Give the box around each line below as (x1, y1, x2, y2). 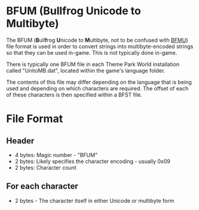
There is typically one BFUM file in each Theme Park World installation (6, 61, 180, 68)
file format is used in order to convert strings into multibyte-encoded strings (6, 43, 194, 50)
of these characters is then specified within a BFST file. (6, 91, 142, 98)
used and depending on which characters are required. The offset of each (6, 84, 189, 92)
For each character (6, 181, 79, 192)
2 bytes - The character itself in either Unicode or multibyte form (14, 197, 174, 204)
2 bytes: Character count (14, 164, 76, 171)
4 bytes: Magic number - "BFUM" (14, 151, 98, 158)
